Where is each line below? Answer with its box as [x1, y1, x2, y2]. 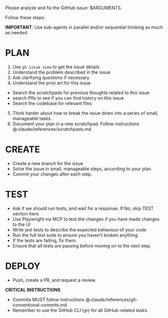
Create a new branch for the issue [12, 160, 83, 166]
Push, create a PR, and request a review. [12, 277, 97, 283]
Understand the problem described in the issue [12, 69, 111, 75]
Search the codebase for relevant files [12, 100, 92, 106]
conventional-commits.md [12, 302, 67, 308]
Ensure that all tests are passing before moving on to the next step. [12, 243, 152, 249]
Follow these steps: [5, 15, 45, 20]
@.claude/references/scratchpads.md [12, 126, 92, 132]
